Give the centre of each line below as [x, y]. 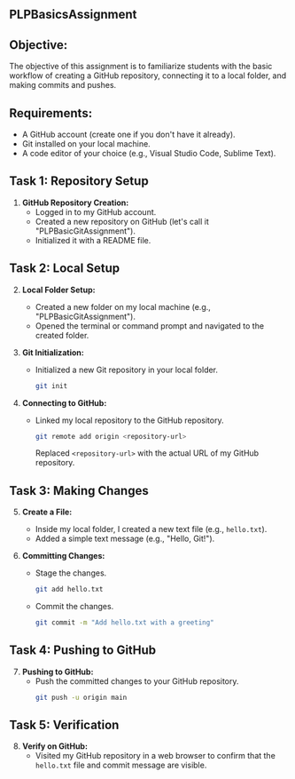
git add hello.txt [69, 590]
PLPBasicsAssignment [73, 15]
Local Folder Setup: [58, 290]
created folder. [62, 335]
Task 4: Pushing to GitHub [83, 651]
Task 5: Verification [64, 725]
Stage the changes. [71, 573]
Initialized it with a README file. [93, 240]
